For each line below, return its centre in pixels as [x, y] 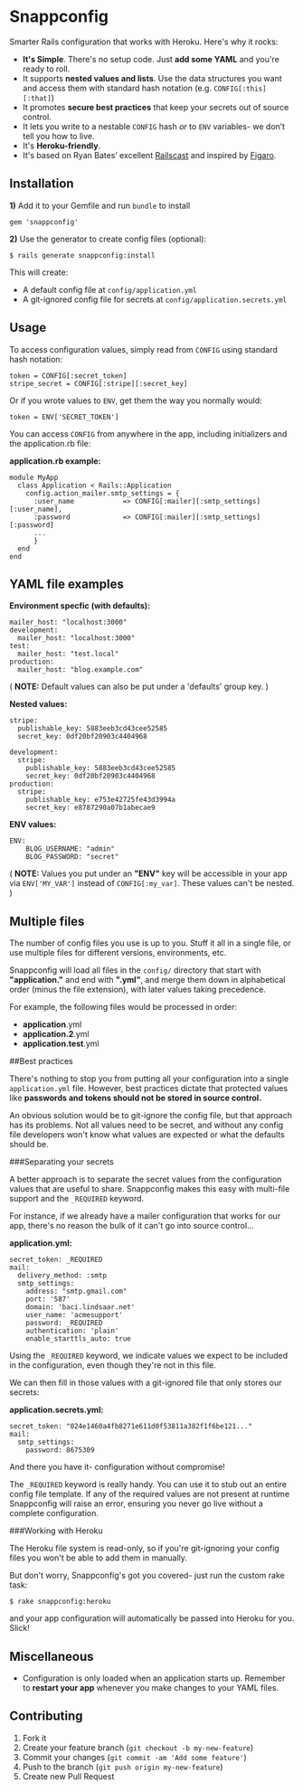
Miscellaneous [52, 1656]
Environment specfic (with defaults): [80, 606]
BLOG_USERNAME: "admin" [71, 849]
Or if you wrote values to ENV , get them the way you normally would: [136, 401]
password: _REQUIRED [64, 1323]
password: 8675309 [60, 1450]
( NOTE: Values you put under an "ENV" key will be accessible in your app [148, 873]
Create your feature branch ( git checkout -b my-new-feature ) [138, 1748]
